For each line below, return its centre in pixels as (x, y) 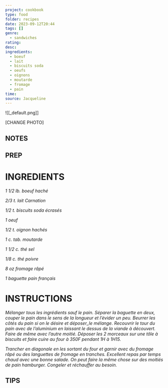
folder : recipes (22, 19)
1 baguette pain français (31, 278)
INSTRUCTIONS (39, 299)
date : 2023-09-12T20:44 (30, 24)
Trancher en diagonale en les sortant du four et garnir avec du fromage (79, 349)
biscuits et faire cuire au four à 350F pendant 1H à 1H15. (63, 339)
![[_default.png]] (22, 113)
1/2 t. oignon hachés (26, 229)
